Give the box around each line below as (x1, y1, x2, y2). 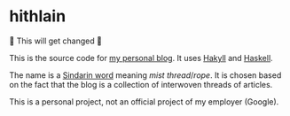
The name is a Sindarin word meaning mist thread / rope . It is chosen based (9, 69, 282, 81)
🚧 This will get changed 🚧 (9, 35, 102, 46)
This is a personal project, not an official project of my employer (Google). (9, 96, 279, 107)
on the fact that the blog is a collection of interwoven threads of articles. (9, 79, 273, 89)
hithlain (9, 6, 67, 27)
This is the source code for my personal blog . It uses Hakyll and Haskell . (9, 52, 273, 63)
